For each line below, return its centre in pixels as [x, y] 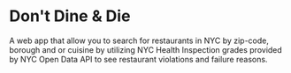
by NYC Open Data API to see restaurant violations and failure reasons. [138, 59]
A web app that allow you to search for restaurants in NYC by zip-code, [139, 40]
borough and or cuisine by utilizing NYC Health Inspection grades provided [146, 49]
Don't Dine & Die [70, 16]
